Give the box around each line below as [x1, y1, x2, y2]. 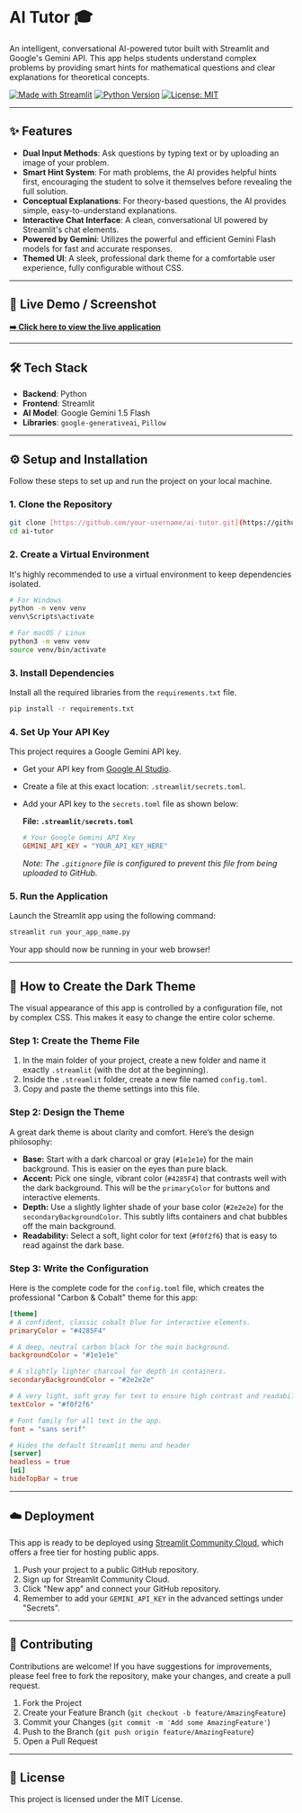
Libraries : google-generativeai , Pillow [22, 417, 166, 428]
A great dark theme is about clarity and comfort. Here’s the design [9, 1126, 254, 1137]
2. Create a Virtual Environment [9, 548, 150, 561]
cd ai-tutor [9, 527, 54, 536]
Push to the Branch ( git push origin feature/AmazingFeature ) [22, 1726, 254, 1737]
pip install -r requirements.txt [9, 705, 135, 714]
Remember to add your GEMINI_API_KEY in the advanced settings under [22, 1593, 284, 1603]
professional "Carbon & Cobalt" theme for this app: [9, 1292, 199, 1303]
